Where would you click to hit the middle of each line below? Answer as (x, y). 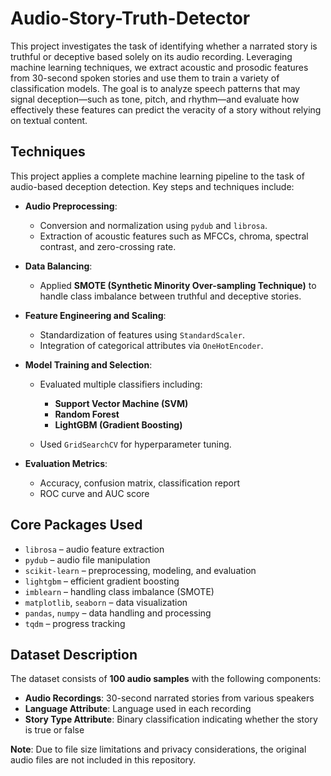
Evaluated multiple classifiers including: (121, 384)
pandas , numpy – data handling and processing (118, 613)
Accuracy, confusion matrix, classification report (140, 483)
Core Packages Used (76, 525)
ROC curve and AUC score (94, 493)
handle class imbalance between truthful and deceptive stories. (170, 296)
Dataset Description (74, 654)
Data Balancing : (58, 266)
